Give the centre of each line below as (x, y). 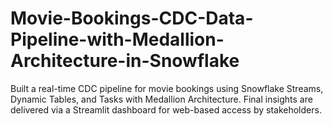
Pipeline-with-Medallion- (117, 39)
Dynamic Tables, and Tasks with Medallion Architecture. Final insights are (161, 99)
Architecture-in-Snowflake (125, 61)
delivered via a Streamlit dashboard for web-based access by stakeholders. (166, 109)
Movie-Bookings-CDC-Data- (132, 18)
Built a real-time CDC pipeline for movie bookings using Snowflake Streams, (167, 88)
